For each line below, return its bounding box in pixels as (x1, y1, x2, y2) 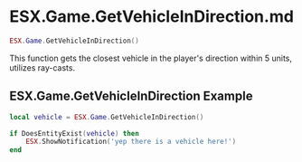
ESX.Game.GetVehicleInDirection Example (9, 89, 253, 104)
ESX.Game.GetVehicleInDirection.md (9, 6, 294, 27)
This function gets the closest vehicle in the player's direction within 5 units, (9, 52, 292, 63)
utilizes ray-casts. (9, 62, 75, 73)
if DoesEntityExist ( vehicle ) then (9, 129, 140, 138)
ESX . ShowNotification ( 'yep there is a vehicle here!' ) (25, 138, 237, 147)
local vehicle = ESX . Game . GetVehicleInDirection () (9, 112, 204, 121)
